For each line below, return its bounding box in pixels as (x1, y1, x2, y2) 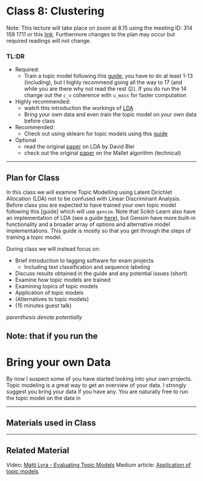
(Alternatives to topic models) (14, 295, 89, 303)
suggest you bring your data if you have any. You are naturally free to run (6, 388, 188, 395)
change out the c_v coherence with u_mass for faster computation (24, 92, 187, 99)
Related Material (6, 445, 69, 456)
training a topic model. (6, 234, 62, 241)
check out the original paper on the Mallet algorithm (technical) (24, 149, 181, 157)
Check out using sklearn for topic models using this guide (24, 130, 168, 137)
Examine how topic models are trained (14, 276, 111, 283)
